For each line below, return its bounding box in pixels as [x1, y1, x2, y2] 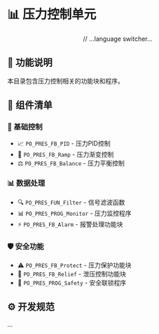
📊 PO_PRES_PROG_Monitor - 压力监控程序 [17, 209, 132, 217]
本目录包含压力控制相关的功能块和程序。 [7, 77, 124, 85]
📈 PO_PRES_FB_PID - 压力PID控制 [17, 139, 111, 148]
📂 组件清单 [7, 99, 53, 111]
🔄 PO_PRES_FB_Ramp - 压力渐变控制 [17, 150, 114, 159]
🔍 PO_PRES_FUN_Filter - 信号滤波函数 [17, 198, 125, 206]
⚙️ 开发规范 [7, 301, 55, 313]
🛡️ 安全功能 [7, 241, 44, 251]
